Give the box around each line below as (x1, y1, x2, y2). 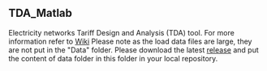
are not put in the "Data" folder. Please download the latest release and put (8, 44, 259, 55)
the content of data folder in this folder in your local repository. (8, 53, 218, 63)
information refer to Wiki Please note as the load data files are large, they (8, 36, 252, 46)
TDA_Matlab (8, 6, 73, 20)
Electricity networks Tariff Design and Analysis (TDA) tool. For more (8, 27, 235, 37)
